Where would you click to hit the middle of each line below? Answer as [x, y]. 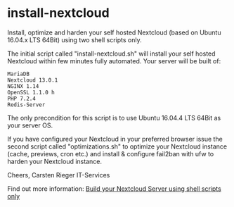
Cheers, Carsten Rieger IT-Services [59, 175]
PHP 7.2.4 [22, 99]
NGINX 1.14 [23, 86]
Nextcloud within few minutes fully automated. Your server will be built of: [114, 61]
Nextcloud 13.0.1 [33, 80]
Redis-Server [26, 105]
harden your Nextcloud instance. [54, 161]
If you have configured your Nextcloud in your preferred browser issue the [115, 139]
